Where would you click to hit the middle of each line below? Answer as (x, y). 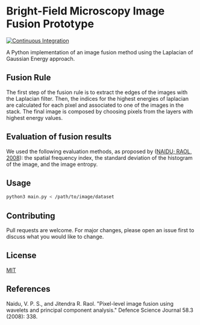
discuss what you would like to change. (55, 237)
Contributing (31, 216)
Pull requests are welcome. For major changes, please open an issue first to (100, 230)
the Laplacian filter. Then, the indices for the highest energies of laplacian (98, 98)
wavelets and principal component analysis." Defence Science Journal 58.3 (100, 310)
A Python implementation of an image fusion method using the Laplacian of (100, 52)
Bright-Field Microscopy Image (86, 11)
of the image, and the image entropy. (52, 164)
